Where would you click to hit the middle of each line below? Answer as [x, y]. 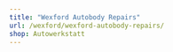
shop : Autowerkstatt [47, 33]
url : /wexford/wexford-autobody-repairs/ [87, 26]
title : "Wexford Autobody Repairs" [75, 17]
